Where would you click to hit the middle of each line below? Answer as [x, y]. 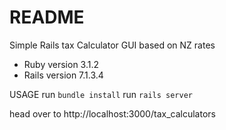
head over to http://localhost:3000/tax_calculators [112, 113]
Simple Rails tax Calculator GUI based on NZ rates [112, 45]
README [47, 17]
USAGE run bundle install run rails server [101, 94]
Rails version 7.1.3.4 [63, 75]
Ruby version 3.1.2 [61, 64]
